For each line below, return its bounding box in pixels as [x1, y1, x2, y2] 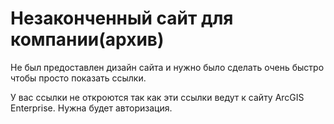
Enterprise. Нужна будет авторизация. [10, 102, 173, 114]
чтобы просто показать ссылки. [10, 72, 147, 84]
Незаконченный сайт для [10, 7, 234, 30]
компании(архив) [10, 28, 165, 51]
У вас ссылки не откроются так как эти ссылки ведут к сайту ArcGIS [10, 91, 305, 103]
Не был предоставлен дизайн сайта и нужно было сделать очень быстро [10, 61, 325, 73]
